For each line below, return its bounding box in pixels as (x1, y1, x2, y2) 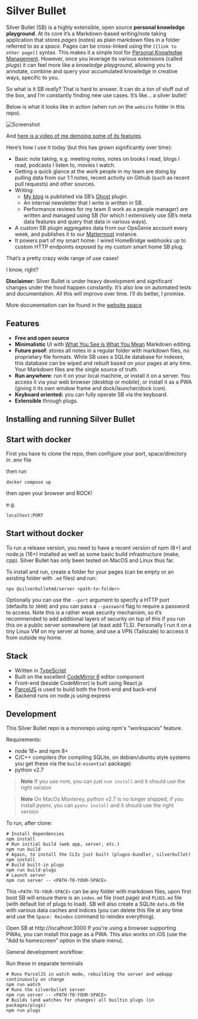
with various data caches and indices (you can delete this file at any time (6, 907, 183, 914)
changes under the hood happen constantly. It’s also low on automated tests (6, 284, 192, 291)
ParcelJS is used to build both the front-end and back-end (14, 686, 157, 693)
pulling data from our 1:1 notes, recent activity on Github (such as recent (14, 174, 190, 181)
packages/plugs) (6, 1002, 46, 1008)
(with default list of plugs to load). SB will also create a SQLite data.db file (6, 900, 184, 908)
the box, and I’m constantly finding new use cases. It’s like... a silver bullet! (6, 92, 187, 99)
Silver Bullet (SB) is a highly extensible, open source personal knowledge (6, 24, 185, 31)
